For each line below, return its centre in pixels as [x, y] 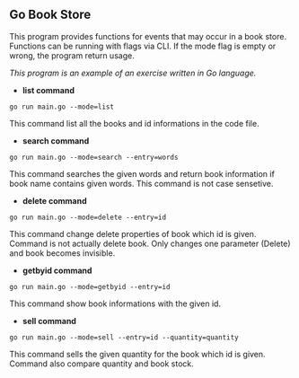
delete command [54, 200]
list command [48, 90]
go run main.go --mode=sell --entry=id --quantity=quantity [124, 337]
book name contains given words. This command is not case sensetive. [141, 183]
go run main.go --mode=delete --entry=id [88, 217]
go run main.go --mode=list [62, 107]
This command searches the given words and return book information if [142, 173]
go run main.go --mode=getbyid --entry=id [90, 286]
